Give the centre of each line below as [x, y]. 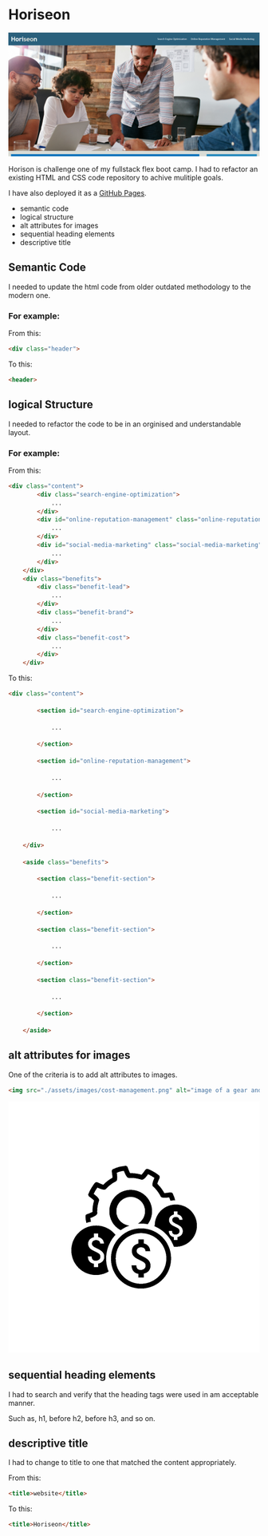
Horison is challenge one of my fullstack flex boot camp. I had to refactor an [133, 169]
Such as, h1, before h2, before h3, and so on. [82, 1418]
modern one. [29, 295]
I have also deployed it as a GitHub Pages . [77, 193]
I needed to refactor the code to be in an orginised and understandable [125, 424]
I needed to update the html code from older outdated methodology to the [130, 287]
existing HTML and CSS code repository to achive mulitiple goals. [116, 178]
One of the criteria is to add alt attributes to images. [93, 1075]
